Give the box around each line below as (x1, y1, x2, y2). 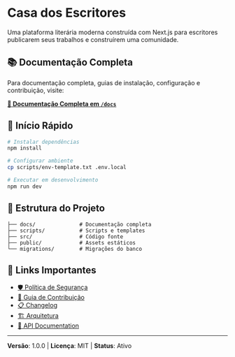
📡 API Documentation (17, 321, 79, 330)
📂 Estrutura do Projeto (7, 203, 105, 214)
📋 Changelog (17, 301, 58, 309)
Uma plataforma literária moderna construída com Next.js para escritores (7, 28, 218, 36)
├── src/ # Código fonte (7, 233, 124, 240)
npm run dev (7, 183, 42, 190)
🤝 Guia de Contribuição (17, 293, 85, 302)
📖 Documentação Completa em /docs (7, 99, 117, 108)
